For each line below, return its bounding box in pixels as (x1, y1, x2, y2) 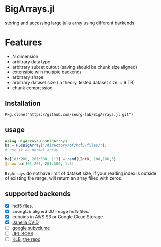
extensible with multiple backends (12, 69, 82, 75)
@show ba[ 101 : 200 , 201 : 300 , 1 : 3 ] (5, 161, 74, 166)
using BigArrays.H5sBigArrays (5, 139, 68, 143)
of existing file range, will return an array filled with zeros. (5, 175, 122, 181)
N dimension (12, 53, 39, 59)
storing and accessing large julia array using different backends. (5, 20, 136, 26)
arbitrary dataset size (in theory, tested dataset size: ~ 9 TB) (12, 79, 135, 85)
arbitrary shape (12, 74, 44, 80)
